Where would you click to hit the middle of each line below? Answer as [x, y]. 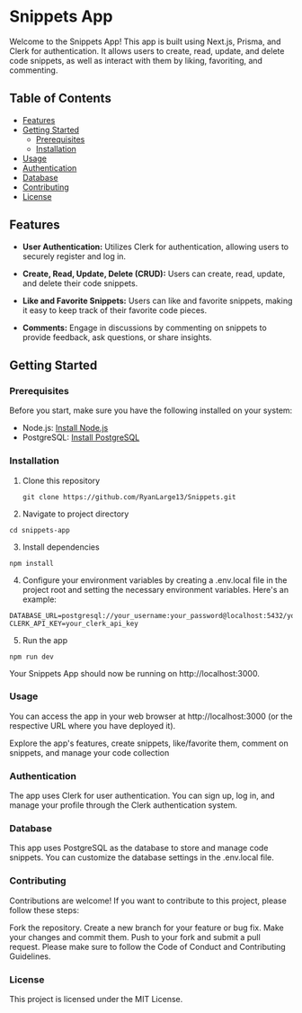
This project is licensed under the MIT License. [96, 1000]
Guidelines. [30, 956]
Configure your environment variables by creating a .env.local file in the [155, 580]
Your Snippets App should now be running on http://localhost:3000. [135, 673]
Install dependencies [61, 547]
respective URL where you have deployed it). [93, 725]
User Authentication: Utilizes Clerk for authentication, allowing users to [155, 247]
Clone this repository [61, 480]
